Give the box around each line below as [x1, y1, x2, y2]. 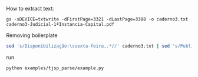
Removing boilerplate [6, 32, 58, 39]
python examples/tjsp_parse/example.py [6, 65, 104, 71]
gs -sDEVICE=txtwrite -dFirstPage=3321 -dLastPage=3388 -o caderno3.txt [6, 16, 189, 22]
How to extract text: [6, 5, 54, 12]
